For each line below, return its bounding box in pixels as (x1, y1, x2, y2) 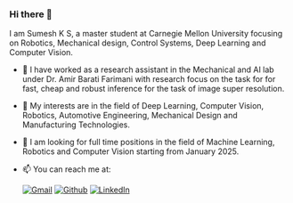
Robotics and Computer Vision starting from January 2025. (21, 146, 240, 157)
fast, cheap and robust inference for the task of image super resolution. (21, 84, 285, 94)
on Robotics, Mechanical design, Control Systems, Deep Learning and (9, 37, 266, 48)
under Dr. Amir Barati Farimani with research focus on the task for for (21, 74, 276, 85)
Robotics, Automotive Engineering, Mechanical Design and (21, 110, 238, 121)
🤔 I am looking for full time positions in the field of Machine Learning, (21, 137, 275, 148)
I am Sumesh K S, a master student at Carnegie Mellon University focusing (9, 28, 283, 39)
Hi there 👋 (9, 8, 53, 20)
